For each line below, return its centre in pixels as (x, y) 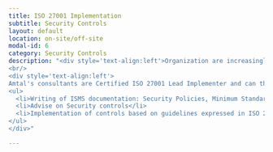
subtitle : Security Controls (58, 23)
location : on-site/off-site (56, 38)
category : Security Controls (58, 53)
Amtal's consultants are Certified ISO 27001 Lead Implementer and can (132, 83)
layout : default (36, 31)
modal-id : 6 (28, 46)
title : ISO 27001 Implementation (65, 16)
